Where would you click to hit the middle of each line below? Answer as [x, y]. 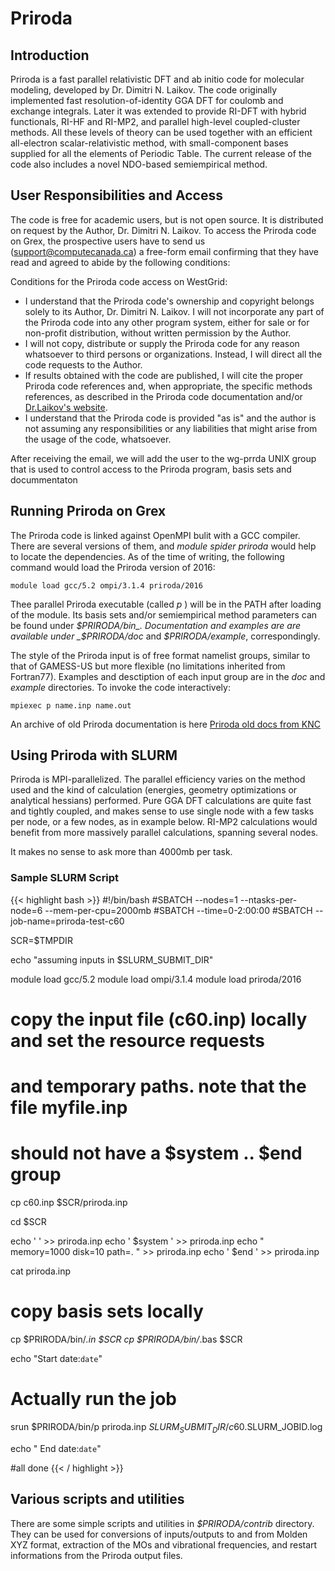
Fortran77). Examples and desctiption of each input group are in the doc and [168, 676]
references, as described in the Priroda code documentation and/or [163, 396]
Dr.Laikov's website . [66, 407]
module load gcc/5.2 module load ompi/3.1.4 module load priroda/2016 [156, 979]
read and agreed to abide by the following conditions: [120, 262]
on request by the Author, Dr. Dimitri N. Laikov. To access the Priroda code [163, 230]
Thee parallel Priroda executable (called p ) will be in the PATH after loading [166, 604]
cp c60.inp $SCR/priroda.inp [69, 1203]
